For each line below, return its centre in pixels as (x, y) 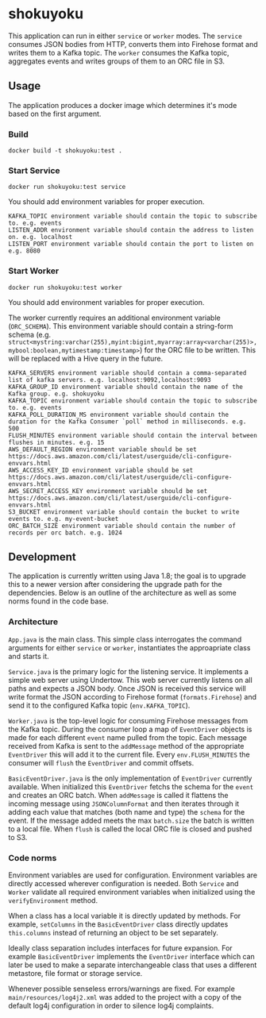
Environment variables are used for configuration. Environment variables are (133, 875)
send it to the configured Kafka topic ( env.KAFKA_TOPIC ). (99, 705)
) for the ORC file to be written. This (198, 349)
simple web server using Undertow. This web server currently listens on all (130, 680)
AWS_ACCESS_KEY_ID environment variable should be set (101, 470)
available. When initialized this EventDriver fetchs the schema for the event (131, 786)
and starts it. (29, 656)
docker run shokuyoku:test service (67, 187)
